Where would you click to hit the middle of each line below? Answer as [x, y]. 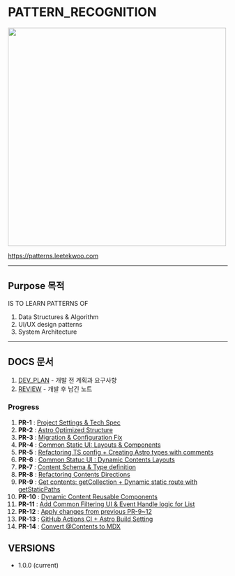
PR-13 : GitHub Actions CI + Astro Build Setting [85, 519]
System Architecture [47, 332]
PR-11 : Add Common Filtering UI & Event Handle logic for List [106, 504]
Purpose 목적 [36, 286]
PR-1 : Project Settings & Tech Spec [69, 422]
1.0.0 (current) [38, 565]
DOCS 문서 [31, 362]
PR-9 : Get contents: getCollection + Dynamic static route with [108, 482]
